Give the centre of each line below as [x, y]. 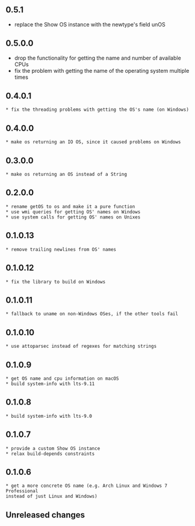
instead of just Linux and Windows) [51, 497]
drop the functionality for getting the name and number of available [97, 58]
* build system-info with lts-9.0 [49, 416]
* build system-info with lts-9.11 [50, 384]
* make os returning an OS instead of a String [67, 175]
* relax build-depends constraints [50, 454]
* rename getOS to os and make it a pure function [70, 206]
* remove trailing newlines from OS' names [61, 249]
